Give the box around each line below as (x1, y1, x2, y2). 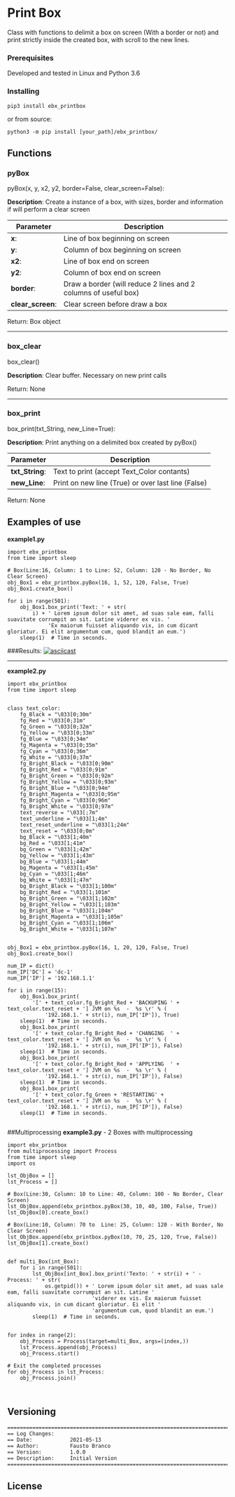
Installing (7, 86, 40, 96)
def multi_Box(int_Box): (7, 1258, 80, 1265)
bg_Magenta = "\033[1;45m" (20, 864, 99, 871)
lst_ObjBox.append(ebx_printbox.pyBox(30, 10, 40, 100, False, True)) (7, 1203, 218, 1210)
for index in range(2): (7, 1332, 77, 1339)
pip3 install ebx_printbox (7, 102, 86, 109)
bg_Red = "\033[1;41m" (20, 840, 86, 847)
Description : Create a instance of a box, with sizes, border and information (7, 198, 224, 206)
